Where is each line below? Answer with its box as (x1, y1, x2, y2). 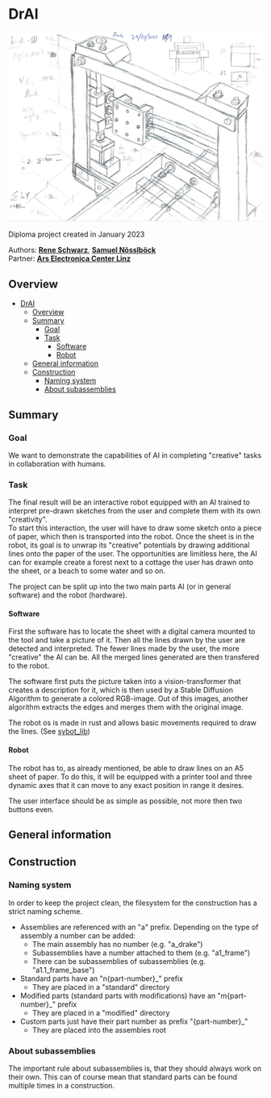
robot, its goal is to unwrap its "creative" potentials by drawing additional (8, 540, 250, 550)
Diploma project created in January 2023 (8, 229, 145, 239)
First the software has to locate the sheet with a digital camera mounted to (8, 627, 256, 636)
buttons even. (8, 804, 54, 814)
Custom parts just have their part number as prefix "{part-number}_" (19, 1016, 248, 1026)
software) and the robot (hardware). (8, 590, 127, 600)
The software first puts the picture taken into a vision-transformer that (8, 677, 242, 686)
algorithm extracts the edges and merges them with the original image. (8, 702, 244, 712)
